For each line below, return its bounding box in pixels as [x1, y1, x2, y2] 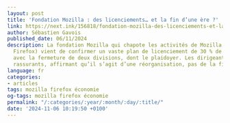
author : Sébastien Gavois [7, 29, 81, 36]
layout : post [7, 10, 44, 17]
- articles [7, 80, 38, 87]
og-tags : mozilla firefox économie [7, 93, 109, 100]
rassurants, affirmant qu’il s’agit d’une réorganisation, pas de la [13, 61, 216, 68]
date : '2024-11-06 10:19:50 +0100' [7, 105, 109, 112]
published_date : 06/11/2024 [7, 36, 88, 42]
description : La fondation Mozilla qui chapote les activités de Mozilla [7, 42, 222, 49]
